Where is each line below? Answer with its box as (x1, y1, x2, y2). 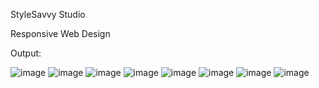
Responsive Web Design (10, 28, 111, 39)
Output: (10, 47, 42, 59)
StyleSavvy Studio (10, 9, 86, 20)
